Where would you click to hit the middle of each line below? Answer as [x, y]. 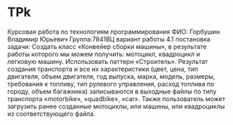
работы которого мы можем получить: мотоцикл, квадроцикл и [104, 54]
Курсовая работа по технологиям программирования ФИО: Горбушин [114, 32]
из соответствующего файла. [52, 114]
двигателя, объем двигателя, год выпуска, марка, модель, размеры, [111, 76]
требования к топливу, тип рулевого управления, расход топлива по [111, 84]
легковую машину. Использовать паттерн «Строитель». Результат [108, 61]
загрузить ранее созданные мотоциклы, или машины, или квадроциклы [116, 106]
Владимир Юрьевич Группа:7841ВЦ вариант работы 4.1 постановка [109, 39]
